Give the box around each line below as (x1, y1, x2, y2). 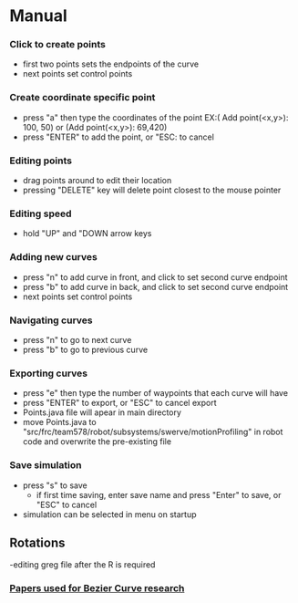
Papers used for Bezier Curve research (9, 582, 185, 595)
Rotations (9, 535, 66, 550)
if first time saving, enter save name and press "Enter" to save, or (36, 489, 282, 500)
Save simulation (9, 459, 82, 472)
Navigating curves (9, 314, 93, 327)
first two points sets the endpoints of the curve (22, 58, 199, 69)
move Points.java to (22, 417, 98, 428)
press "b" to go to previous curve (22, 344, 149, 355)
